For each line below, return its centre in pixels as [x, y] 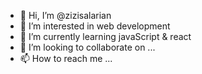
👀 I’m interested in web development [95, 26]
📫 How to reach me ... [66, 58]
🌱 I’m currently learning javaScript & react [105, 36]
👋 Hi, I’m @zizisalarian [65, 15]
